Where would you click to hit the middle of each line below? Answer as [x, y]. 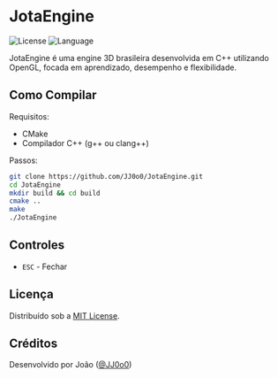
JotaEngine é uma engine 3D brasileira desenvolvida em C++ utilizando [139, 58]
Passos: [23, 160]
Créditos [34, 344]
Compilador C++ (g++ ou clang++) [86, 143]
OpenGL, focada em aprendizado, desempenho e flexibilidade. [123, 67]
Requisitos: [30, 116]
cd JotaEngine [35, 185]
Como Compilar [53, 95]
